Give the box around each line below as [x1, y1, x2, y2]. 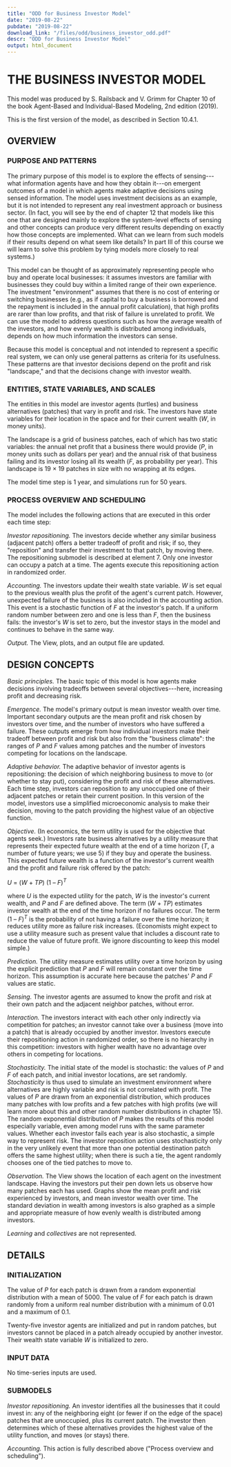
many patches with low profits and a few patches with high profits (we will [7, 1100, 218, 1108]
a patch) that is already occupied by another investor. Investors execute [7, 1028, 211, 1037]
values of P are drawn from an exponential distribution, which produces [7, 1092, 210, 1101]
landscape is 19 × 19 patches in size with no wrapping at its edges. [7, 464, 197, 472]
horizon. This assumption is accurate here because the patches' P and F [7, 972, 213, 980]
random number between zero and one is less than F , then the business [7, 611, 212, 619]
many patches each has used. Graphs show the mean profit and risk [7, 1187, 201, 1195]
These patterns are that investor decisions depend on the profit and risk [7, 359, 212, 368]
